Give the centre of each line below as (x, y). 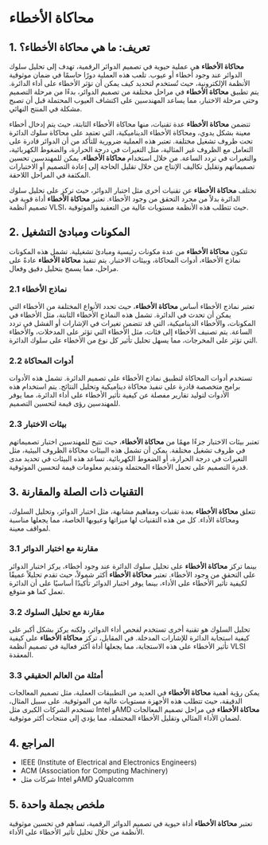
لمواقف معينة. (30, 528)
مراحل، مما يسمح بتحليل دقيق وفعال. (64, 268)
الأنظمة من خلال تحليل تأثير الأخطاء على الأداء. (77, 832)
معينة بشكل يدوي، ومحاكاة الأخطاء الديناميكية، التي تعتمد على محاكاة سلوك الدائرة (130, 133)
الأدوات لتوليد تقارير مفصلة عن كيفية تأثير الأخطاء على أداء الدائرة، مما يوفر (119, 395)
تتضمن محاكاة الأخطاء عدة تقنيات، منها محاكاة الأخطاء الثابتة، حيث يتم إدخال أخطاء (130, 124)
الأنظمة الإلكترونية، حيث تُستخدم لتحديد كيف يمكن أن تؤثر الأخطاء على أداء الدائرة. (130, 83)
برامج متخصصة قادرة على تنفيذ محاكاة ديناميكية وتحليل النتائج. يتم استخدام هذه (125, 386)
